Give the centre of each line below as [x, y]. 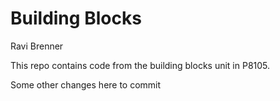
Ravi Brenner [37, 46]
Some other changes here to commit [86, 84]
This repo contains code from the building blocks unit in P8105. [140, 65]
